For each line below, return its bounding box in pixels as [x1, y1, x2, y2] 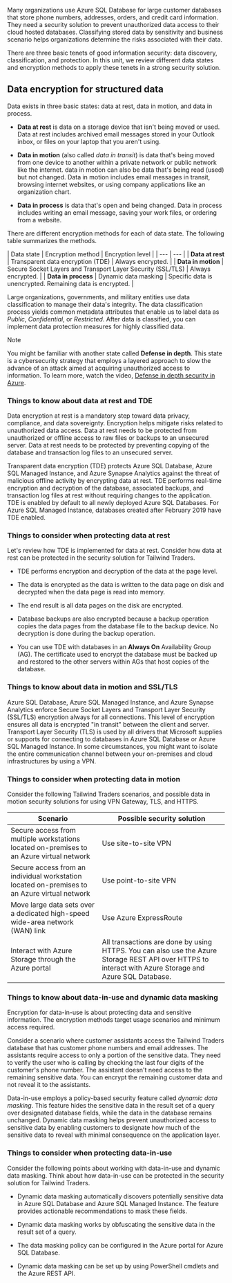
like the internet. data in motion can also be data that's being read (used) [17, 166, 224, 174]
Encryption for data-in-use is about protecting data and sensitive [7, 1008, 192, 1017]
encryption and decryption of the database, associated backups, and [7, 484, 204, 493]
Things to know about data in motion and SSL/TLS [7, 682, 178, 692]
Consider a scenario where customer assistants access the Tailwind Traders [7, 1036, 224, 1045]
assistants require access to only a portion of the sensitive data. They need [7, 1051, 221, 1059]
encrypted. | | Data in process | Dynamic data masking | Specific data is [7, 272, 213, 280]
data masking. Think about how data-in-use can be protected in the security [7, 1171, 224, 1180]
